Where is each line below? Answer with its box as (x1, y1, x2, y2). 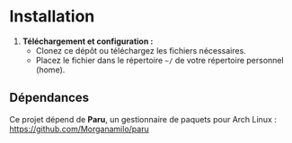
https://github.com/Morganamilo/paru (9, 123, 150, 134)
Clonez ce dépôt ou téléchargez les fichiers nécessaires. (35, 45, 247, 55)
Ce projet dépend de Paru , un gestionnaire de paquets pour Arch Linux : (9, 114, 277, 124)
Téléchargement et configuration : (22, 36, 154, 46)
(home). (35, 64, 66, 75)
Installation (9, 6, 95, 27)
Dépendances (9, 90, 90, 105)
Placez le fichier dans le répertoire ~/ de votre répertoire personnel (35, 55, 285, 65)
